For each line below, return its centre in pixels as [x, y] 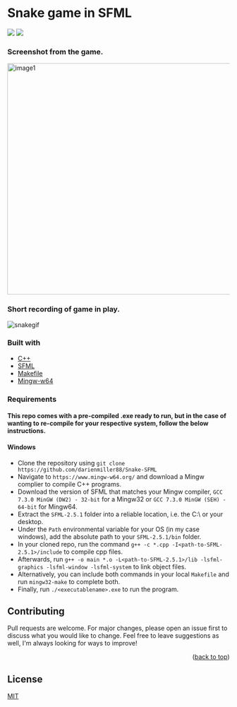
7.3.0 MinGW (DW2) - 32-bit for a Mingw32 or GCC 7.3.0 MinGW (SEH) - [122, 499]
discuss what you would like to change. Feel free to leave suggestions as [113, 636]
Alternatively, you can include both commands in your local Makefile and [123, 574]
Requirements [32, 399]
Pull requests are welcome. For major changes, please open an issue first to [117, 628]
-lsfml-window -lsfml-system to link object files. [116, 566]
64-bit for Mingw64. [47, 506]
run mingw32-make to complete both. [69, 581]
